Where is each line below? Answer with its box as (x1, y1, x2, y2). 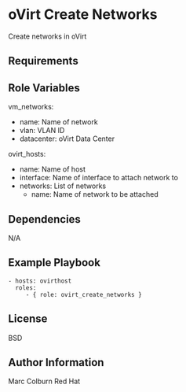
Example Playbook (8, 256, 100, 269)
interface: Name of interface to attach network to (19, 173, 179, 183)
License (8, 312, 48, 326)
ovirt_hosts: (8, 150, 46, 159)
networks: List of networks (19, 181, 107, 190)
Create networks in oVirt (8, 31, 87, 41)
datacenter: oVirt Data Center (19, 134, 115, 143)
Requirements (8, 54, 78, 68)
